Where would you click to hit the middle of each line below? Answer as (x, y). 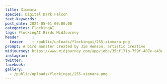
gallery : (14, 70)
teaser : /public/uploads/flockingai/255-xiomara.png (70, 42)
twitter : (14, 60)
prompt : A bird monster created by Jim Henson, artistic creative (75, 46)
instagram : (16, 56)
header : (20, 38)
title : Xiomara (21, 10)
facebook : (15, 65)
